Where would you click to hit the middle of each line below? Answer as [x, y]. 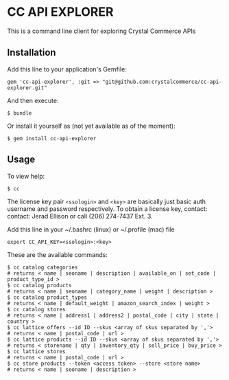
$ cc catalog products [39, 285]
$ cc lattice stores [37, 351]
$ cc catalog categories [43, 267]
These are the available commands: [57, 254]
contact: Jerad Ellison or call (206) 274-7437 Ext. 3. [80, 216]
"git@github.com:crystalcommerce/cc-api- [162, 82]
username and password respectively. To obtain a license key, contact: [107, 209]
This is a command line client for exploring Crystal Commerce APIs [101, 31]
